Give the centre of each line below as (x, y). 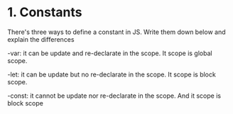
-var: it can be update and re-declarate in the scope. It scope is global (110, 53)
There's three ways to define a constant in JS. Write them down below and (116, 32)
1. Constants (45, 12)
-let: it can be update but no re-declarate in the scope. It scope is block (112, 74)
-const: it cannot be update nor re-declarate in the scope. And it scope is (114, 96)
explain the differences (41, 39)
